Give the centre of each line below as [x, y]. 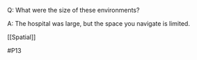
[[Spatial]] [22, 37]
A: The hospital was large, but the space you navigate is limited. [98, 23]
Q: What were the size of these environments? [73, 10]
